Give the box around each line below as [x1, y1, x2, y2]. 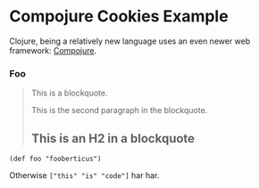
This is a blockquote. [30, 87, 108, 99]
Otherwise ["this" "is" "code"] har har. [9, 170, 160, 181]
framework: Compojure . [9, 45, 97, 55]
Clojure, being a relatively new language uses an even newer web [9, 36, 251, 46]
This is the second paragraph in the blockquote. [30, 105, 208, 116]
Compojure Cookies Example [9, 6, 230, 27]
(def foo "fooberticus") [9, 154, 102, 164]
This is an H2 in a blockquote [30, 131, 195, 146]
